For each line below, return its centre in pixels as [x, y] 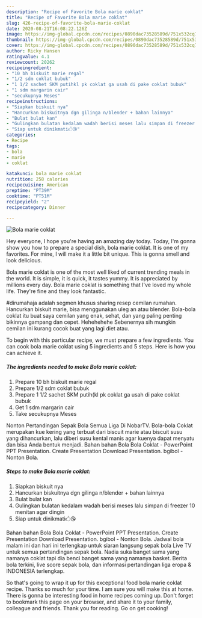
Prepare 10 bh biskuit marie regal [56, 382]
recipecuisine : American [37, 185]
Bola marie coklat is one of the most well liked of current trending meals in [98, 272]
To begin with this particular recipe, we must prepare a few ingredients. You [100, 340]
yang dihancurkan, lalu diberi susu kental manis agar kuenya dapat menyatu [100, 438]
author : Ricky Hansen [33, 51]
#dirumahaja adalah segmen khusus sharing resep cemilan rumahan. [92, 303]
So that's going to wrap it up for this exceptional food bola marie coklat [94, 583]
